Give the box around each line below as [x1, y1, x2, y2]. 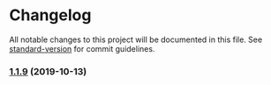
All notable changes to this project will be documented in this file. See [9, 34, 263, 45]
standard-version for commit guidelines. [9, 43, 155, 53]
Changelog [9, 5, 92, 25]
